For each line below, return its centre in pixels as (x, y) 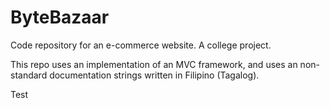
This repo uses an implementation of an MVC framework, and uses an (154, 64)
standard (29, 75)
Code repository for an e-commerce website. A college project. (141, 45)
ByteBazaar (60, 17)
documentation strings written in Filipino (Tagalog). (154, 75)
